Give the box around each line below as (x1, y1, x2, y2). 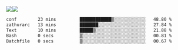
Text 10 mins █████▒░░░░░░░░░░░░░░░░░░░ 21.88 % (6, 27, 172, 33)
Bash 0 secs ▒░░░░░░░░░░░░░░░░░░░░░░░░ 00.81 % (6, 33, 172, 38)
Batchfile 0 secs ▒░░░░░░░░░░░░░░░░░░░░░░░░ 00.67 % (6, 38, 172, 44)
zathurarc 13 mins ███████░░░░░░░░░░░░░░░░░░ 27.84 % (6, 22, 172, 28)
